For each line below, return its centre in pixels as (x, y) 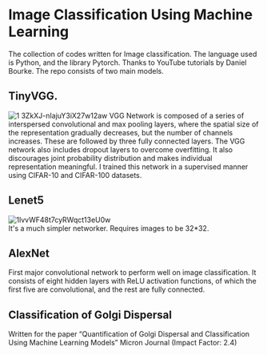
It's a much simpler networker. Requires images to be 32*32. (109, 228)
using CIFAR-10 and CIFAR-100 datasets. (75, 175)
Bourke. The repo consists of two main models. (86, 71)
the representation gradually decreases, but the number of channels (121, 132)
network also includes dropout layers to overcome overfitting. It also (121, 149)
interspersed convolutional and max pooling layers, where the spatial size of (133, 124)
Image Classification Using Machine (131, 15)
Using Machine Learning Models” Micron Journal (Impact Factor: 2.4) (123, 343)
